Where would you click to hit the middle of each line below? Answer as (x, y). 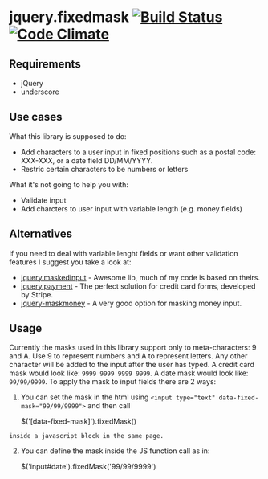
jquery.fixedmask (69, 17)
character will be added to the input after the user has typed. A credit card (132, 365)
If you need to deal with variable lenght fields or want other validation (124, 253)
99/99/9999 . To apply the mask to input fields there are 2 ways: (113, 382)
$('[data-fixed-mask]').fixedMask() (79, 421)
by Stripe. (37, 294)
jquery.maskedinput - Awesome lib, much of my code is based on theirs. (140, 277)
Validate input (43, 200)
